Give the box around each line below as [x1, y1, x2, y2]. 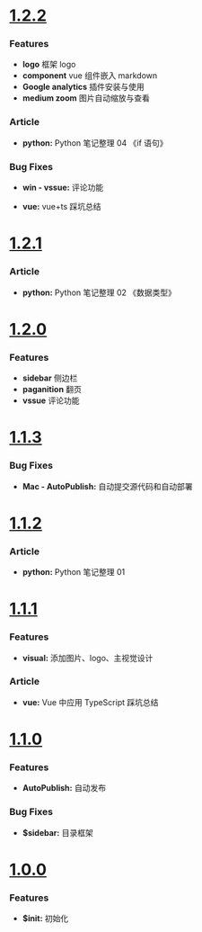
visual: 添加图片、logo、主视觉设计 [22, 652, 154, 663]
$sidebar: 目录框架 [22, 827, 94, 838]
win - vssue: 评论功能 [22, 182, 104, 193]
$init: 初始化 [22, 913, 69, 924]
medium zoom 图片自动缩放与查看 [22, 93, 150, 103]
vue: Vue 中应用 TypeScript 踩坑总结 [22, 696, 159, 707]
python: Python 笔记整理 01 [22, 567, 126, 578]
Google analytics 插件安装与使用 [22, 82, 145, 93]
